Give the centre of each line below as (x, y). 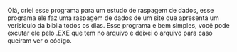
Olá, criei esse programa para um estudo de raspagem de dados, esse (111, 10)
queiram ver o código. (40, 41)
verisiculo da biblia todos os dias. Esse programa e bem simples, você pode (118, 25)
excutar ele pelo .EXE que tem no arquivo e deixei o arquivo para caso (110, 33)
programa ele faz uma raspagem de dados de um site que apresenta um (113, 18)
